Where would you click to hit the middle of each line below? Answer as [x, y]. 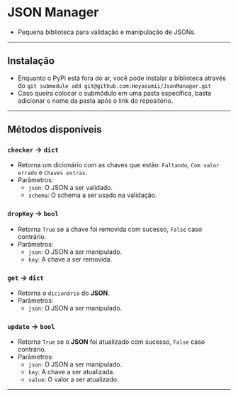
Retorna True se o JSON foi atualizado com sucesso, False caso [111, 342]
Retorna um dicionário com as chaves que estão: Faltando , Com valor [118, 165]
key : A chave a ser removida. [70, 259]
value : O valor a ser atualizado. [73, 379]
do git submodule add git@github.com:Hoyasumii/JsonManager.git [114, 85]
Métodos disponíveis [55, 129]
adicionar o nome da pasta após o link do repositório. [95, 101]
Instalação [31, 61]
